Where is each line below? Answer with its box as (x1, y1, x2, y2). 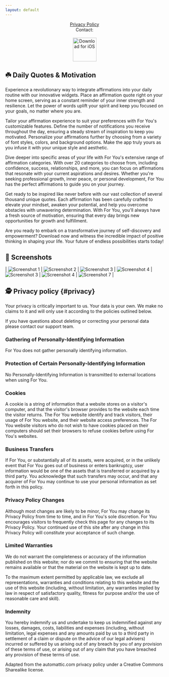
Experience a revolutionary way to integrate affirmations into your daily (5, 87, 152, 93)
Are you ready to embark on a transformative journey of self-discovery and (5, 228, 161, 234)
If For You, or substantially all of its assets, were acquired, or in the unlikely (5, 457, 160, 463)
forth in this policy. (5, 484, 44, 490)
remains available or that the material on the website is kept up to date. (5, 564, 152, 570)
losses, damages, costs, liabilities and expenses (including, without (5, 625, 144, 631)
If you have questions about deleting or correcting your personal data (5, 318, 149, 324)
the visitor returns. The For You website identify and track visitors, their (5, 412, 152, 418)
